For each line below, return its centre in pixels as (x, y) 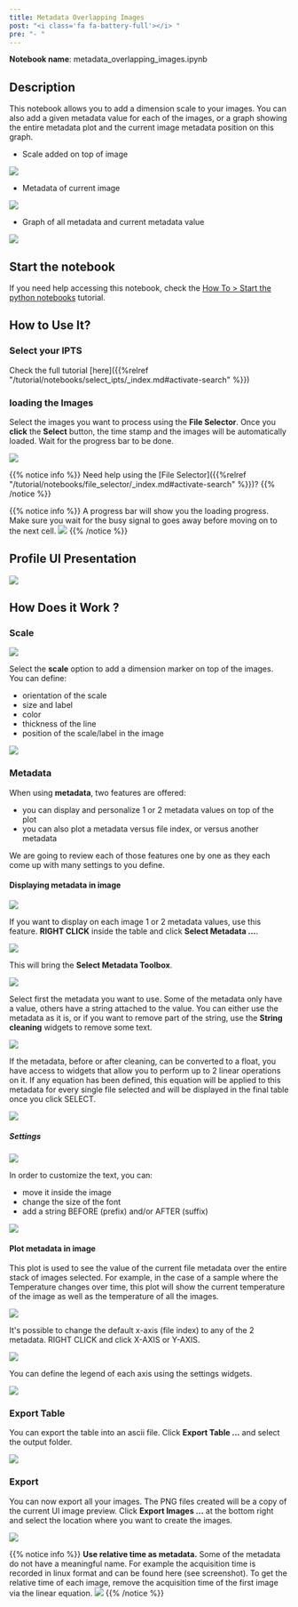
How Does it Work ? (64, 608)
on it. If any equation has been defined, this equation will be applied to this (145, 1080)
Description (42, 87)
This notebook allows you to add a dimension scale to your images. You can (148, 108)
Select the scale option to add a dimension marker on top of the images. (141, 669)
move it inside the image (67, 1192)
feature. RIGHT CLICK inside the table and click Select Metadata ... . (134, 931)
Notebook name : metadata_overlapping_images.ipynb (109, 60)
